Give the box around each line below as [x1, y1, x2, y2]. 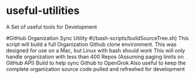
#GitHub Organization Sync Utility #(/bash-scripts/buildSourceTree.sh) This [6, 34, 189, 41]
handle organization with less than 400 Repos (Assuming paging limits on [6, 53, 184, 60]
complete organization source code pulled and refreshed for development [6, 65, 185, 72]
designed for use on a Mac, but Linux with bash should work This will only [6, 47, 186, 54]
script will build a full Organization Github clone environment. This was [6, 41, 177, 48]
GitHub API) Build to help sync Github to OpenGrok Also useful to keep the [6, 59, 186, 66]
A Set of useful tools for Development [6, 23, 97, 30]
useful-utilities [6, 4, 80, 17]
